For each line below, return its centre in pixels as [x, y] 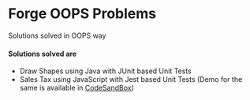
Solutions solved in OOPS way [57, 35]
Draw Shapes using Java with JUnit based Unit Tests [105, 71]
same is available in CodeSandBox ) [76, 88]
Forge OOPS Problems [82, 14]
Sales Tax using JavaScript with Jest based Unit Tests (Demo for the [131, 80]
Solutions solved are [43, 54]
